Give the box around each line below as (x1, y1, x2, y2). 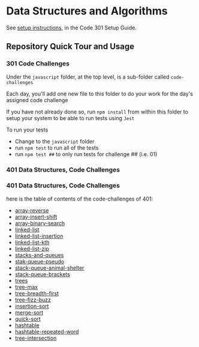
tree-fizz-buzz (14, 296, 51, 303)
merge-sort (14, 309, 44, 316)
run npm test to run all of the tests (14, 144, 99, 151)
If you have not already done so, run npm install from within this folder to (6, 108, 189, 115)
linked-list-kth (14, 238, 50, 246)
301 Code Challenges (6, 59, 70, 68)
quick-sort (14, 315, 41, 322)
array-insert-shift (14, 213, 58, 220)
